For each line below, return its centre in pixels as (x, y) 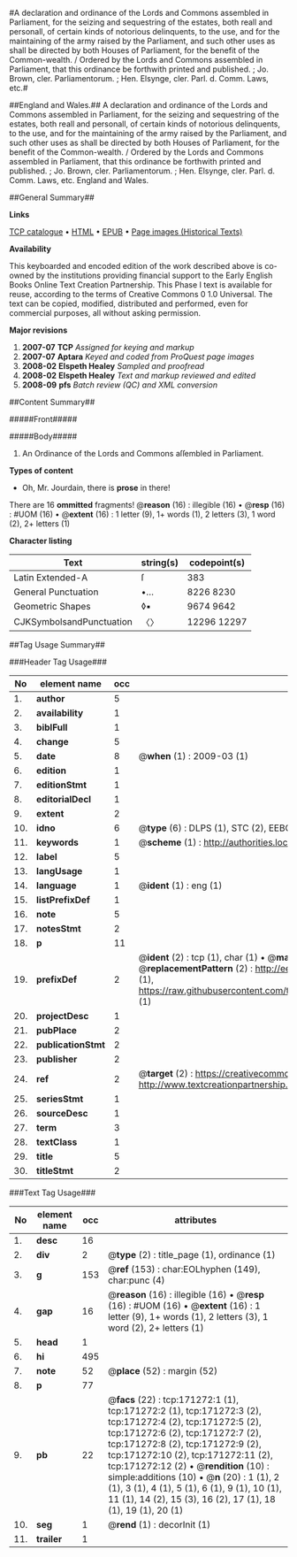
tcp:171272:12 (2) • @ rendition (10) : (188, 1466)
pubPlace (57, 1030)
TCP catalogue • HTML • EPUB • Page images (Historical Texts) (126, 232)
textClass (57, 1142)
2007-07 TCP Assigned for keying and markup (108, 347)
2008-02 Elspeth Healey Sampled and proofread (113, 366)
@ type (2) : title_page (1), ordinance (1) (191, 1255)
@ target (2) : (166, 1074)
